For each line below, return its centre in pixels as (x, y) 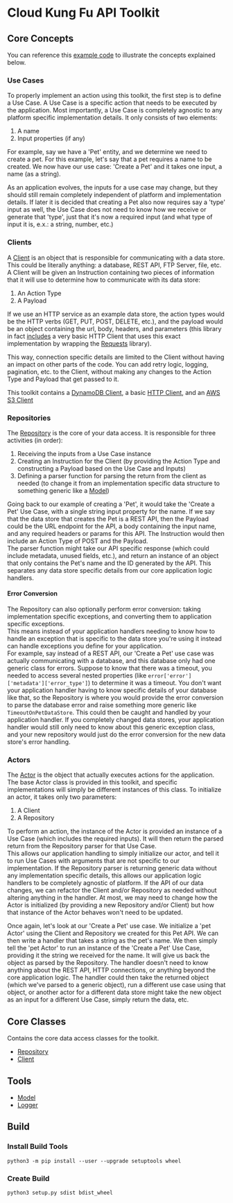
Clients (19, 242)
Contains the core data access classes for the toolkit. (83, 1038)
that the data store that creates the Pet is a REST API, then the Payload (108, 519)
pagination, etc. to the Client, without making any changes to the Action (109, 371)
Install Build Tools (37, 1147)
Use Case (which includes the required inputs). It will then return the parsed (115, 839)
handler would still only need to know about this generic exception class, (111, 727)
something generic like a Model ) (63, 490)
